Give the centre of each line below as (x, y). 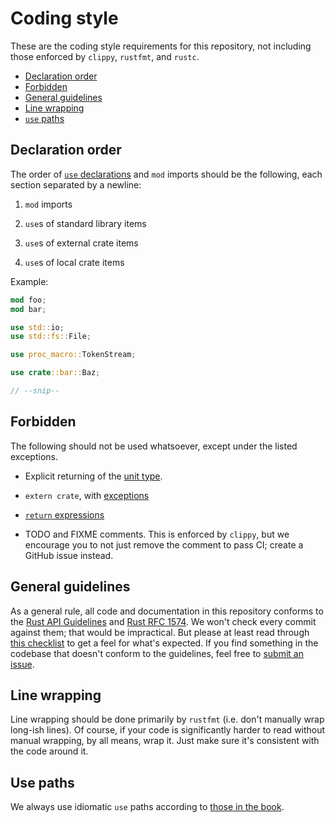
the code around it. (49, 751)
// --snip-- (35, 391)
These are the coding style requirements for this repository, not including (161, 46)
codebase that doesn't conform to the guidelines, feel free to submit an (157, 653)
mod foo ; (28, 300)
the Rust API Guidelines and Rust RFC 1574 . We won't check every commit (163, 621)
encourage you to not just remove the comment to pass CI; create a (164, 544)
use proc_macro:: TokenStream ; (73, 355)
